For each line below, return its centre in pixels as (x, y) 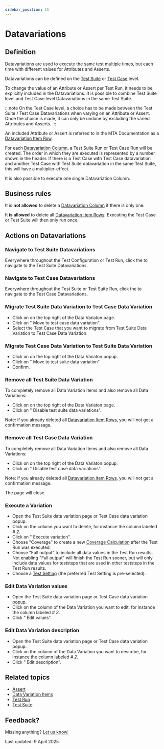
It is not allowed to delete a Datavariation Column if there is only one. (75, 205)
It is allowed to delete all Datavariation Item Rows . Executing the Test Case (80, 215)
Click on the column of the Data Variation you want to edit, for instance (83, 607)
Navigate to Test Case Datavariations (50, 278)
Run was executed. (31, 547)
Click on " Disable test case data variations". (57, 468)
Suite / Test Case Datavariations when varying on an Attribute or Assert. (78, 113)
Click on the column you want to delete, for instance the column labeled (85, 526)
